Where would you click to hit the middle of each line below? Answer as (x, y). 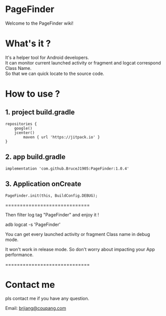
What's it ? (28, 44)
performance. (19, 255)
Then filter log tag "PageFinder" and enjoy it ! (52, 214)
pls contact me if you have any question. (47, 298)
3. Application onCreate (43, 184)
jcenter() (25, 133)
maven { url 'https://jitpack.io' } (62, 137)
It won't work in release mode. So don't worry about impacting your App (80, 249)
